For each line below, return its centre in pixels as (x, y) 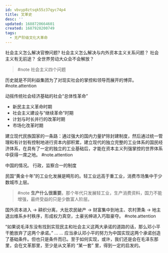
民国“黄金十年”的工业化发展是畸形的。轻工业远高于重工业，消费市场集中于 (82, 176)
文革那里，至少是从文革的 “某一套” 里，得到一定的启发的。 (83, 245)
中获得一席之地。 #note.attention (39, 154)
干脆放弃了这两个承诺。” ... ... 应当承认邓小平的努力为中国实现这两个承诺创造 (83, 232)
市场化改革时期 (28, 125)
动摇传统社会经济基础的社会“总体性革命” (47, 96)
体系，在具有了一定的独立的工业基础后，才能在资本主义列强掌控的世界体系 (86, 148)
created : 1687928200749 (30, 28)
